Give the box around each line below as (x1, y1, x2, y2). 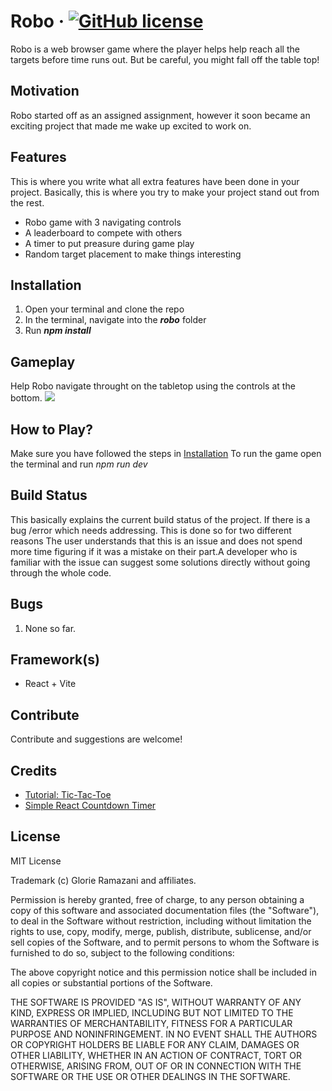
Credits (10, 762, 58, 779)
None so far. (24, 622, 77, 634)
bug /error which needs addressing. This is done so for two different (10, 524, 292, 536)
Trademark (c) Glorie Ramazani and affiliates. (10, 874, 197, 886)
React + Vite (24, 678, 77, 690)
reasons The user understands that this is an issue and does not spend (10, 535, 303, 547)
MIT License (10, 855, 62, 867)
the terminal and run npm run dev (10, 458, 148, 470)
